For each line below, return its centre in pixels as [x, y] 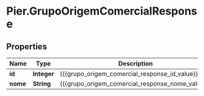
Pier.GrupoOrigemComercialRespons [102, 11]
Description [135, 63]
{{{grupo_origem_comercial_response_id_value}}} [130, 74]
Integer [43, 74]
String [42, 84]
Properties [27, 46]
